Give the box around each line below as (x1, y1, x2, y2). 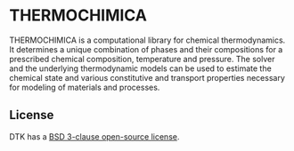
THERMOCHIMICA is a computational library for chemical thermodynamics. (9, 35, 286, 45)
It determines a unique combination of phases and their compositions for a (9, 44, 283, 54)
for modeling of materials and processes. (9, 82, 160, 92)
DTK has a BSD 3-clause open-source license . (9, 131, 180, 142)
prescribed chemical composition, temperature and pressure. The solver (9, 53, 275, 64)
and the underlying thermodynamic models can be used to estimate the (9, 63, 272, 74)
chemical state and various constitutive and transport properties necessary (9, 72, 285, 83)
